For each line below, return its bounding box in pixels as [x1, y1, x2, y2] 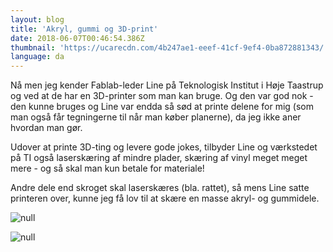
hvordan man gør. [10, 122, 83, 134]
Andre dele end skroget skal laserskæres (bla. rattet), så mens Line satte [10, 182, 310, 194]
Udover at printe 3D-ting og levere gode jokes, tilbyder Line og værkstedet [10, 141, 318, 153]
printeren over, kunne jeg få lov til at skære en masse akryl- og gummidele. [10, 192, 320, 205]
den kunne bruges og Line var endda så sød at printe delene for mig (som [10, 101, 314, 113]
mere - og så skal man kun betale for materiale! [10, 162, 205, 175]
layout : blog [10, 14, 65, 25]
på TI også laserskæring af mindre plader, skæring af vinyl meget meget [10, 152, 308, 164]
